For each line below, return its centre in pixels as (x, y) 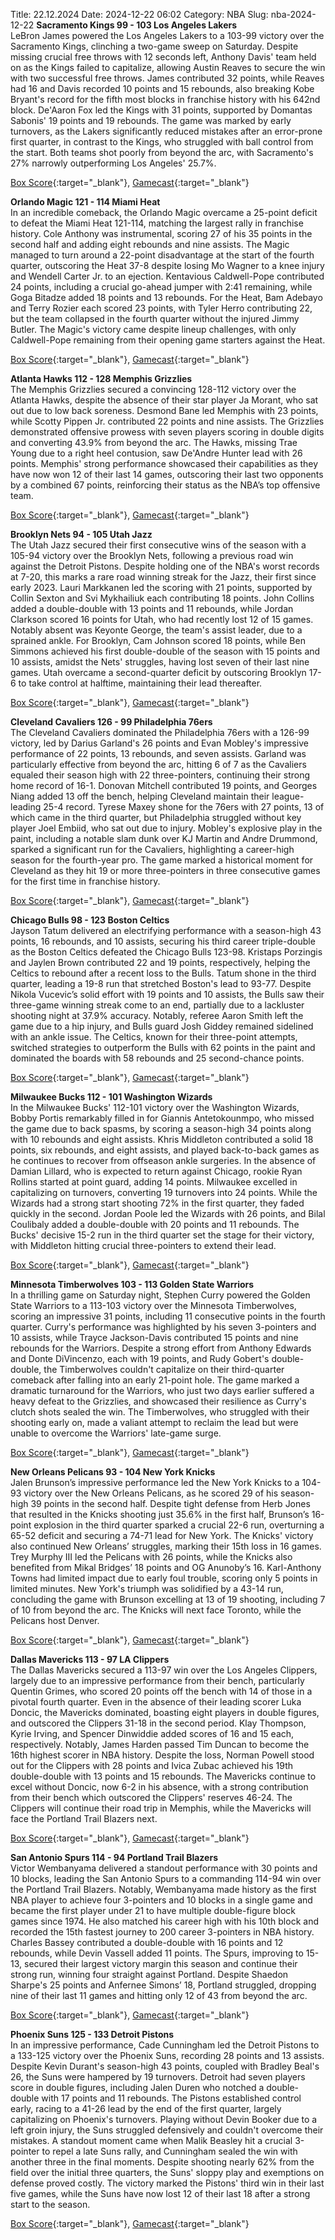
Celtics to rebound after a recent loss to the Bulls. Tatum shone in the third (163, 973)
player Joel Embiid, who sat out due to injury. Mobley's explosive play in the (166, 828)
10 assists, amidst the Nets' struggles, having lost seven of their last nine (160, 662)
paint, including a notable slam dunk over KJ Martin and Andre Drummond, (164, 838)
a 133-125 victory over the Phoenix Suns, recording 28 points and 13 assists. (167, 2055)
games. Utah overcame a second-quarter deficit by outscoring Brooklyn (158, 672)
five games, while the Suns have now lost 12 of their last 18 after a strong (160, 2193)
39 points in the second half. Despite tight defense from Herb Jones (170, 1503)
